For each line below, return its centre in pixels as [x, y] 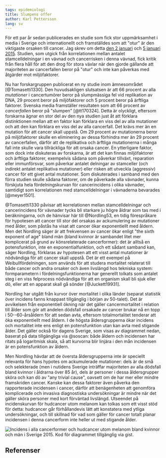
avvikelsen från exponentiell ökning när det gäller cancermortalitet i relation [82, 304]
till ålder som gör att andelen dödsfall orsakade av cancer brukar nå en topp [83, 310]
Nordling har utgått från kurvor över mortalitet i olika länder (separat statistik [83, 294]
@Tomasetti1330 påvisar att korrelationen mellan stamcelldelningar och [78, 205]
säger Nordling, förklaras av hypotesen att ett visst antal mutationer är [77, 253]
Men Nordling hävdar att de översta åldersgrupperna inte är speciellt [75, 357]
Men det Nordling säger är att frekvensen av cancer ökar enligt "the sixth [80, 231]
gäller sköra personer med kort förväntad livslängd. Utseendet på [72, 399]
